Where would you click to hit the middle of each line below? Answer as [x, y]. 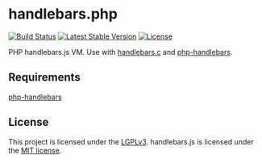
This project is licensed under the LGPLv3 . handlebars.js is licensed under [131, 141]
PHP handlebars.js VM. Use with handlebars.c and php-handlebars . [121, 52]
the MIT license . [35, 150]
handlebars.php [63, 14]
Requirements [44, 77]
